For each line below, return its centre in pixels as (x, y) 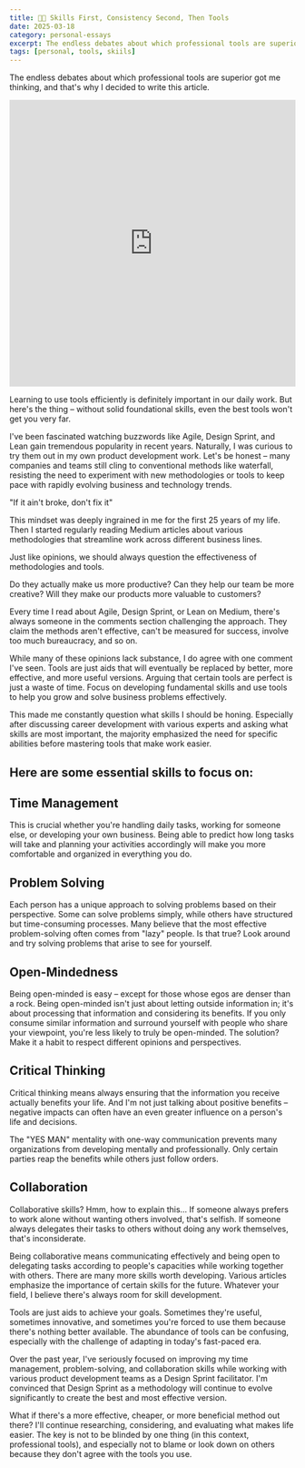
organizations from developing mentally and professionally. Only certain (144, 1149)
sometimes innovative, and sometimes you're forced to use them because (148, 1321)
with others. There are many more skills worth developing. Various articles (148, 1275)
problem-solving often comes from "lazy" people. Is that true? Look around (150, 934)
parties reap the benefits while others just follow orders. (114, 1159)
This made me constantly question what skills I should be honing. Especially (151, 714)
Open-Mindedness (64, 972)
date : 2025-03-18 (42, 26)
